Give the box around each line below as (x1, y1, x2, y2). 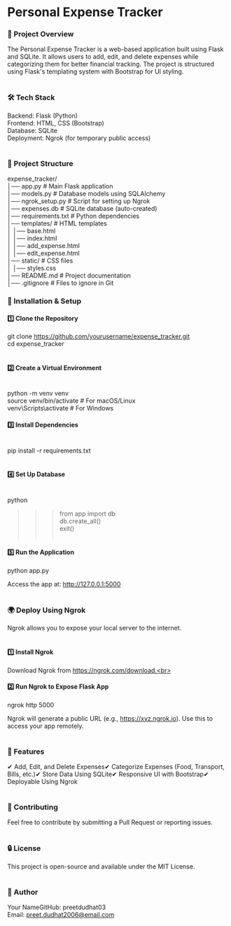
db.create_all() (59, 516, 101, 525)
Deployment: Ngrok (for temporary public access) (7, 134, 151, 142)
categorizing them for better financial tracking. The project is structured (7, 60, 215, 69)
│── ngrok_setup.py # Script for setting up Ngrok (7, 197, 150, 205)
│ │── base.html (7, 227, 56, 235)
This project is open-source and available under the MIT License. (7, 862, 195, 871)
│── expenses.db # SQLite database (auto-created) (7, 205, 157, 213)
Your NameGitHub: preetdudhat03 (7, 903, 106, 911)
